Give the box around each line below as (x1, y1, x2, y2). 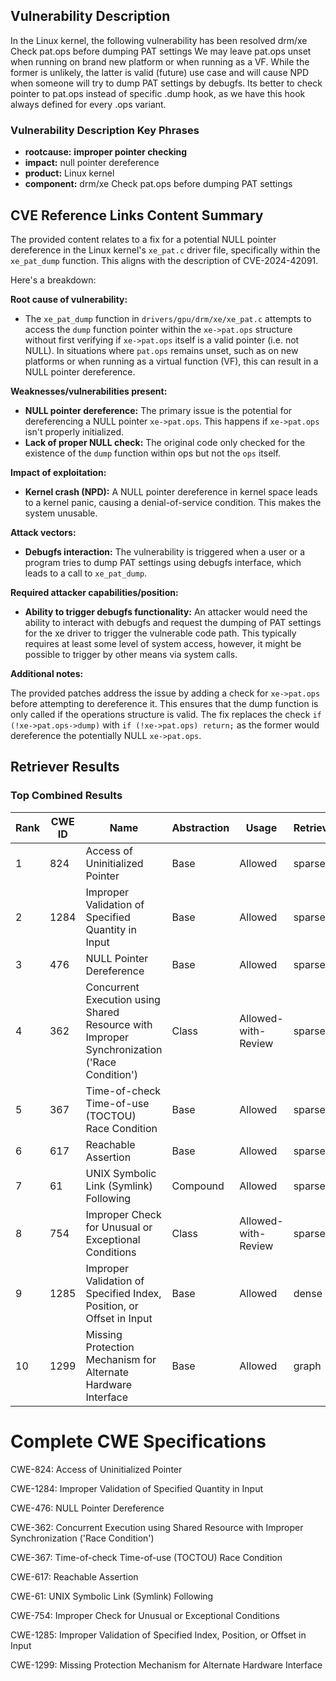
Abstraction (171, 820, 230, 834)
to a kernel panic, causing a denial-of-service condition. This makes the (24, 496, 322, 508)
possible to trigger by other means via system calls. (24, 648, 238, 660)
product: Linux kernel (24, 167, 115, 179)
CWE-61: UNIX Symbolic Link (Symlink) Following (10, 1590, 214, 1602)
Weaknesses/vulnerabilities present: (10, 385, 168, 397)
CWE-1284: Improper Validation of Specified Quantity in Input (10, 1482, 264, 1494)
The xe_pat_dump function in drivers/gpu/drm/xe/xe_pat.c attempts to (24, 312, 312, 324)
